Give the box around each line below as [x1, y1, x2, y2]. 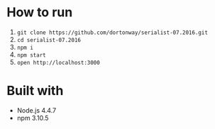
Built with [6, 83, 64, 99]
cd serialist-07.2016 [16, 36, 81, 43]
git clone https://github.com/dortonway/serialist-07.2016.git [16, 29, 209, 36]
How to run [6, 4, 73, 21]
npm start [16, 51, 47, 59]
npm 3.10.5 [16, 113, 49, 122]
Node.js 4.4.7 [16, 106, 57, 114]
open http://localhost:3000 [16, 59, 100, 66]
